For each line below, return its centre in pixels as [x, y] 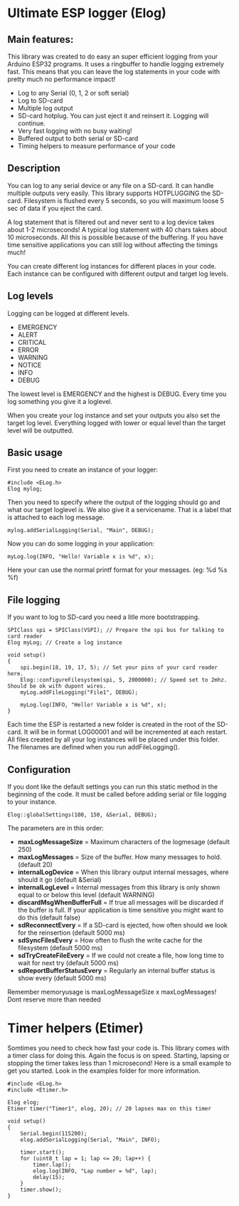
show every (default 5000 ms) [62, 978]
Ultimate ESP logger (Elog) [87, 13]
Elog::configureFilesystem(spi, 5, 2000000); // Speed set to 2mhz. [124, 680]
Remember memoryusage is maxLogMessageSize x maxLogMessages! [112, 992]
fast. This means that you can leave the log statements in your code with [114, 72]
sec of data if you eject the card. [55, 208]
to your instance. [32, 802]
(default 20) [35, 865]
